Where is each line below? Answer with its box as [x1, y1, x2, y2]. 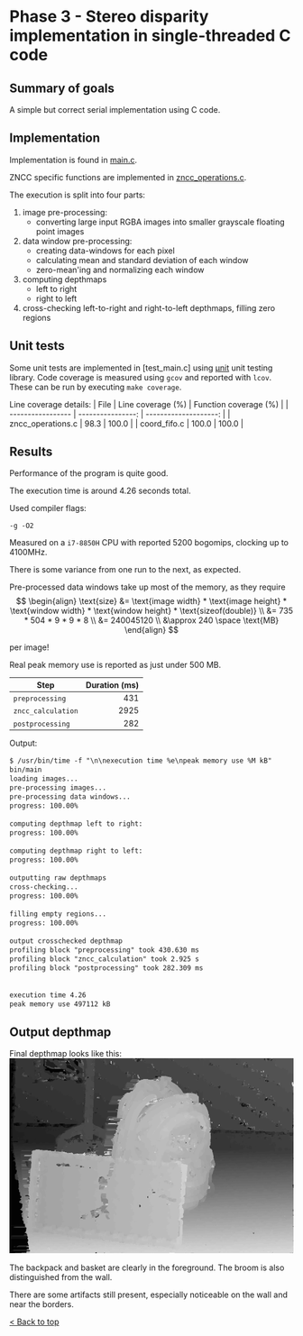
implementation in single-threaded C [9, 25, 291, 46]
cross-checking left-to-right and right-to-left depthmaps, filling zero [22, 302, 276, 313]
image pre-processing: [22, 206, 108, 217]
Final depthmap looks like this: [9, 1048, 123, 1058]
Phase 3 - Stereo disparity [9, 6, 209, 27]
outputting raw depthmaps [9, 874, 106, 883]
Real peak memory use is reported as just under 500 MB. [9, 660, 222, 671]
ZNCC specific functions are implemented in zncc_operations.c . [9, 171, 247, 182]
